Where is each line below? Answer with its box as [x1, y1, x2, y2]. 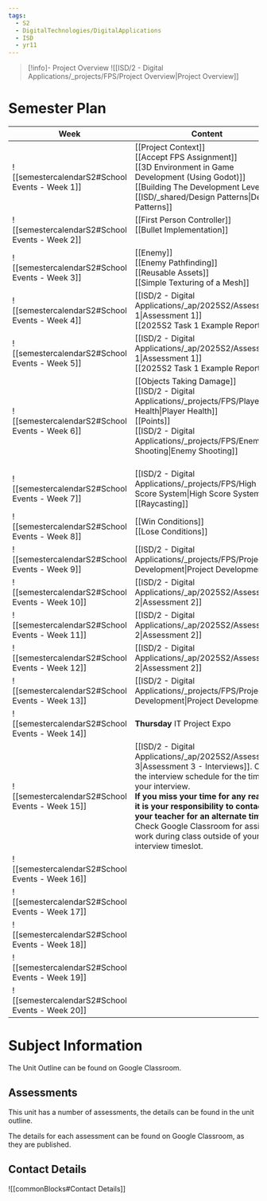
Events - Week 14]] [12, 728, 87, 739]
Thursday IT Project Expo [134, 718, 231, 730]
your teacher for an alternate [134, 811, 247, 822]
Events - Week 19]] [12, 972, 87, 984]
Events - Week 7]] [12, 493, 82, 504]
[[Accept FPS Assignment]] [134, 152, 238, 163]
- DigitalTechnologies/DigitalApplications [15, 26, 161, 34]
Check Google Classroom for [134, 821, 243, 832]
